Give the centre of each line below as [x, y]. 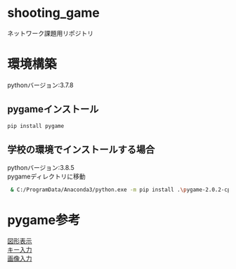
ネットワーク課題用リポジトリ [50, 33]
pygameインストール [53, 109]
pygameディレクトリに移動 [46, 176]
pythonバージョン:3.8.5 [41, 168]
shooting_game [53, 13]
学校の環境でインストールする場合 [81, 149]
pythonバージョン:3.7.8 [40, 85]
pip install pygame [36, 126]
